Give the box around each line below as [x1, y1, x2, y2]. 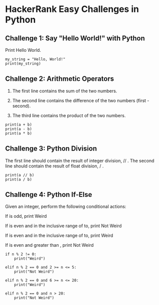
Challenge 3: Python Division [5, 145, 97, 153]
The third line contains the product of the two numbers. [12, 112, 126, 118]
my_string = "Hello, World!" [5, 57, 66, 62]
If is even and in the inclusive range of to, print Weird [5, 233, 113, 239]
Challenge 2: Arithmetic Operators [5, 75, 114, 83]
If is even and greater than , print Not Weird [5, 242, 94, 248]
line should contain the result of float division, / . [5, 163, 104, 169]
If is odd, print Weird [5, 213, 47, 219]
